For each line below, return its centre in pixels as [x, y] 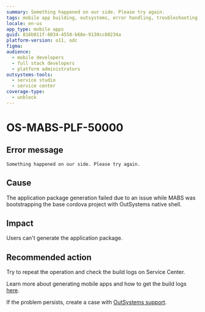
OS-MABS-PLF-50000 [65, 128]
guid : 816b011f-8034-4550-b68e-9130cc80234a [64, 35]
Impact [20, 223]
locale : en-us [24, 23]
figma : [15, 46]
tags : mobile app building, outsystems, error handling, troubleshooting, [103, 18]
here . [13, 291]
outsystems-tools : [30, 75]
